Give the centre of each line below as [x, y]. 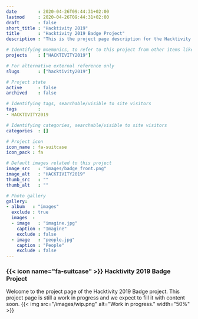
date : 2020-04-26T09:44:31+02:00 [58, 12]
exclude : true [30, 212]
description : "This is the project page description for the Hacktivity [99, 39]
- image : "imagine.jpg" [44, 223]
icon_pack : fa [25, 152]
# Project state [26, 82]
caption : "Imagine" [42, 229]
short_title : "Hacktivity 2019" [47, 28]
